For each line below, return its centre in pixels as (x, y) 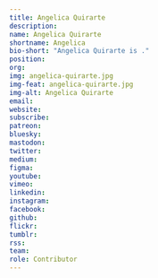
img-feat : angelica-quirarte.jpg (71, 84)
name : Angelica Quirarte (55, 34)
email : (21, 101)
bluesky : (25, 135)
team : (19, 251)
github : (24, 217)
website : (25, 109)
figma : (21, 168)
